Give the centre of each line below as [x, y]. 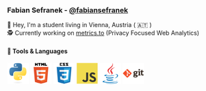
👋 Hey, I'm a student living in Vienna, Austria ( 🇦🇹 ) [79, 25]
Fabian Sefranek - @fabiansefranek [68, 10]
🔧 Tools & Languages [38, 51]
